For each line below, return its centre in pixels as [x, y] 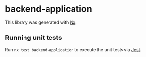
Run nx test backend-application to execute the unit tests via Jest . [73, 49]
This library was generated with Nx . [41, 22]
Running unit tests [34, 38]
